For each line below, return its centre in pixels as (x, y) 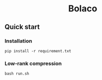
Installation (19, 41)
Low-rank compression (33, 63)
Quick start (22, 27)
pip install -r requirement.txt (38, 51)
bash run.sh (17, 74)
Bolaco (83, 9)
